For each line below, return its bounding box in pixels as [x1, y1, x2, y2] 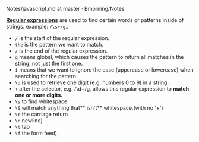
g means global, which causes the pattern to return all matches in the [14, 54, 184, 60]
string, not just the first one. [14, 60, 83, 67]
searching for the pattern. [14, 73, 78, 79]
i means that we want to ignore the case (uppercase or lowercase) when [14, 66, 194, 73]
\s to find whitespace [14, 98, 68, 105]
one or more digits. [14, 92, 63, 98]
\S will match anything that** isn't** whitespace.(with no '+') [14, 104, 163, 111]
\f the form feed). [14, 129, 59, 137]
